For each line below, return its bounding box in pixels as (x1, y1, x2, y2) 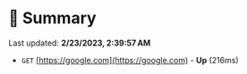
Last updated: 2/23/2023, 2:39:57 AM (8, 37, 151, 48)
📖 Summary (8, 8, 97, 29)
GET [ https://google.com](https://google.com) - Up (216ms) (21, 54, 239, 65)
